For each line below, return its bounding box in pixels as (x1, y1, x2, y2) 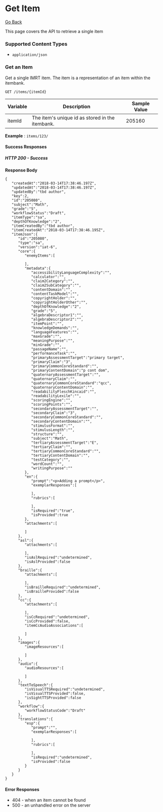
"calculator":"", (31, 275, 66, 279)
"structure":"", (31, 432, 64, 437)
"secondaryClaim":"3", (31, 411, 77, 415)
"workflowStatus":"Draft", (11, 211, 66, 216)
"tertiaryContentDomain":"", (31, 453, 90, 458)
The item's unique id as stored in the (32, 114, 115, 121)
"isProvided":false (31, 759, 70, 764)
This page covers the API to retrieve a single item (5, 28, 103, 34)
